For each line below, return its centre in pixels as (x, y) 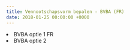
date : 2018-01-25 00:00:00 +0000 (48, 17)
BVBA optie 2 (30, 40)
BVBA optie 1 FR (34, 34)
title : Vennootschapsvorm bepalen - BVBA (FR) (65, 12)
